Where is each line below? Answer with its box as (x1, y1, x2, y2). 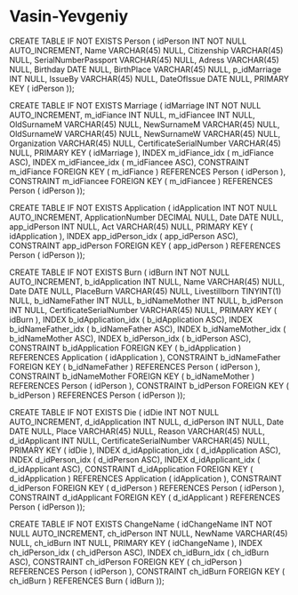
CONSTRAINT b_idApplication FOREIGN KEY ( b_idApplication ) (9, 342, 242, 353)
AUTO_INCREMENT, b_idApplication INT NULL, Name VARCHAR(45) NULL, (9, 276, 285, 286)
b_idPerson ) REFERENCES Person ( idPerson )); (9, 390, 186, 400)
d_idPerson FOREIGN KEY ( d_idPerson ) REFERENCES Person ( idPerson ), (9, 482, 285, 493)
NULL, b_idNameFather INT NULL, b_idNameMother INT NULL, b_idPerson (9, 295, 284, 306)
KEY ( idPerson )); (9, 83, 75, 93)
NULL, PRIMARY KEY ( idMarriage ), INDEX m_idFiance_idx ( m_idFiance (9, 147, 274, 157)
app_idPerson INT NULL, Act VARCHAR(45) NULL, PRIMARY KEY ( (9, 221, 254, 232)
